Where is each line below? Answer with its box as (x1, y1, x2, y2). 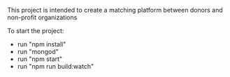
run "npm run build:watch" (17, 62, 94, 70)
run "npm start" (17, 55, 63, 63)
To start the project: (7, 27, 64, 35)
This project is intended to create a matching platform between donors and (7, 6, 224, 14)
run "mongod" (17, 48, 59, 55)
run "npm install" (17, 40, 66, 48)
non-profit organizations (7, 13, 78, 22)
